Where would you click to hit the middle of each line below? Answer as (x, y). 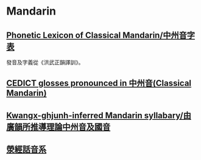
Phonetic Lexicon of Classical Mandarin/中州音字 (101, 35)
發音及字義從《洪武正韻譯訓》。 (45, 62)
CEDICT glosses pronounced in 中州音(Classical (99, 83)
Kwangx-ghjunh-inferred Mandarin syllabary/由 (99, 115)
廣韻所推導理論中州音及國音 (58, 127)
